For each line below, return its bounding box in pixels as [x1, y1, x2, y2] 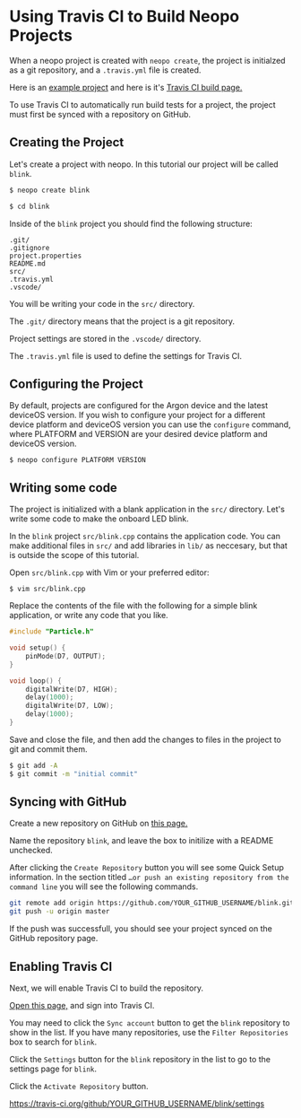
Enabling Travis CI [9, 958, 113, 974]
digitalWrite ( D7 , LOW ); [25, 702, 115, 711]
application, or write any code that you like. [9, 610, 168, 621]
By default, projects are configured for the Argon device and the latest [9, 400, 269, 411]
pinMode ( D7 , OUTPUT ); [25, 651, 106, 660]
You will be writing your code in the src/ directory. [9, 298, 195, 309]
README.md [9, 258, 47, 268]
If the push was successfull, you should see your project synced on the [9, 923, 273, 934]
